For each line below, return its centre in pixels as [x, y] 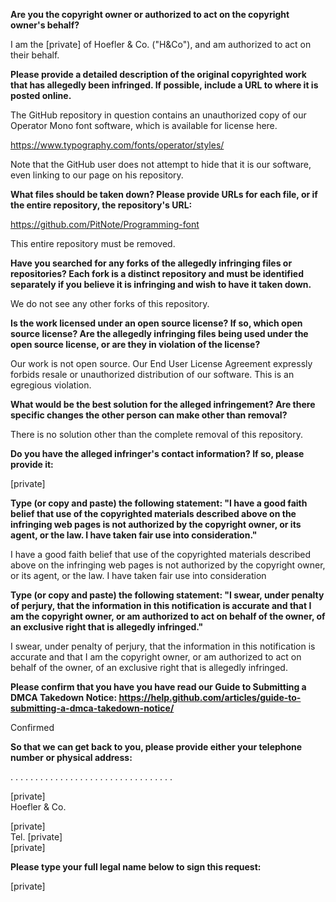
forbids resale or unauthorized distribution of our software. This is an [152, 374]
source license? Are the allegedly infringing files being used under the [159, 333]
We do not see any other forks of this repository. [110, 303]
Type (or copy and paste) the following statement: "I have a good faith [159, 503]
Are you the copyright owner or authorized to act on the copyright [150, 14]
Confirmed [32, 727]
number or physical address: [71, 757]
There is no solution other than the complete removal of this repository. [157, 434]
